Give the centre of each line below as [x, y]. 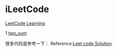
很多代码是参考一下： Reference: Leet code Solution [59, 43]
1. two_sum [16, 33]
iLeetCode [27, 9]
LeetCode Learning [25, 23]
